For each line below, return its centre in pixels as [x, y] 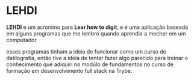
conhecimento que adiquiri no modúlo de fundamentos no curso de [90, 64]
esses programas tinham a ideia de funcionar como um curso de [86, 51]
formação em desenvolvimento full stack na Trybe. [69, 70]
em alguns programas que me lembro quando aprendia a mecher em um [96, 33]
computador [22, 40]
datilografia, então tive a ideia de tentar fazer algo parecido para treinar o [97, 58]
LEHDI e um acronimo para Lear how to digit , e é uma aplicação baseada [97, 27]
